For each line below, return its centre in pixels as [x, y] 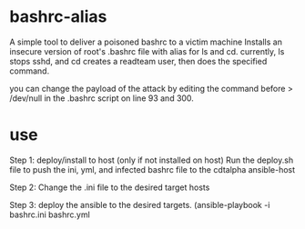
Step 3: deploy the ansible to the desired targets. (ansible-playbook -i [140, 204]
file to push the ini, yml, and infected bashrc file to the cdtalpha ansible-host [152, 169]
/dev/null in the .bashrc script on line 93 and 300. [102, 98]
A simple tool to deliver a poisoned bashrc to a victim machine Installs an [146, 42]
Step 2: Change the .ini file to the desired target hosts [110, 187]
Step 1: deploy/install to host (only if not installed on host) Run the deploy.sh [152, 160]
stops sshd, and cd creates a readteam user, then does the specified [138, 61]
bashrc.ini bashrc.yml [50, 214]
